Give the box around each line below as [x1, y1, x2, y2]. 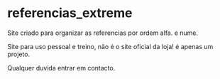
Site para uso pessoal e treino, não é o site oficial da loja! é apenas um [7, 42, 214, 51]
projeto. [7, 50, 31, 58]
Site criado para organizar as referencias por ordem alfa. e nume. [7, 28, 199, 37]
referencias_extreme [7, 5, 133, 21]
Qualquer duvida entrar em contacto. [7, 63, 116, 72]
